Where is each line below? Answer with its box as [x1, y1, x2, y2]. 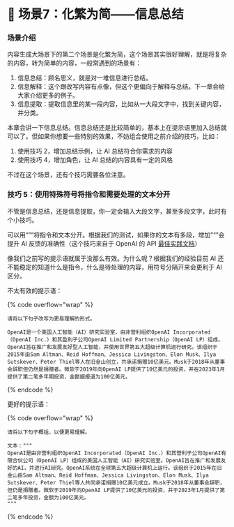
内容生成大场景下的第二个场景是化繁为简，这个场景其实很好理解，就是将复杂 [7, 50, 227, 59]
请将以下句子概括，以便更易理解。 [7, 429, 91, 436]
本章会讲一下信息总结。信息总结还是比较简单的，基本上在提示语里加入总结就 [7, 124, 227, 132]
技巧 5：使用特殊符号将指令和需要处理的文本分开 [7, 190, 171, 200]
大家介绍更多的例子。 [17, 91, 79, 100]
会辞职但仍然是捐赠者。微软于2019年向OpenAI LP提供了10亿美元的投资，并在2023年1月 [7, 366, 225, 373]
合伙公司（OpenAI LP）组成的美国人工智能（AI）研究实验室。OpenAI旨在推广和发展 [12, 457, 221, 464]
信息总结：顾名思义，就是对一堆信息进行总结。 [17, 74, 152, 82]
